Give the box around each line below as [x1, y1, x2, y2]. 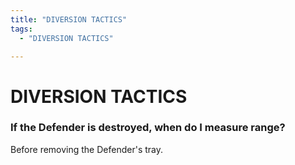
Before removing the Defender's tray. [10, 143, 164, 155]
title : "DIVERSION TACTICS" [10, 14, 128, 25]
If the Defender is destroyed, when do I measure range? [10, 121, 286, 135]
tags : [10, 24, 33, 34]
